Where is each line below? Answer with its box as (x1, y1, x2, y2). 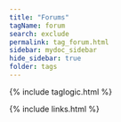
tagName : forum (9, 21, 66, 30)
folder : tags (9, 63, 58, 72)
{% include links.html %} (9, 103, 100, 114)
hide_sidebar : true (9, 54, 82, 63)
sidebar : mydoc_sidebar (9, 46, 98, 55)
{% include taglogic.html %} (9, 86, 113, 97)
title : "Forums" (9, 12, 69, 22)
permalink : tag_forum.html (9, 37, 109, 47)
